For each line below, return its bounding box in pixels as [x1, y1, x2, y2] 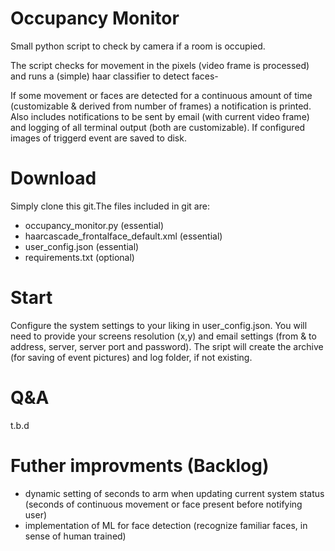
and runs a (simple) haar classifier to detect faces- [10, 70, 219, 82]
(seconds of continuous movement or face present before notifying [24, 498, 303, 510]
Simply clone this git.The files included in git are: [10, 200, 210, 212]
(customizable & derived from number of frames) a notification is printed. [10, 100, 312, 112]
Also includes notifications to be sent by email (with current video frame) [10, 110, 310, 122]
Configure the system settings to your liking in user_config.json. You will [10, 319, 308, 331]
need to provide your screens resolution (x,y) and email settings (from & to [10, 330, 317, 342]
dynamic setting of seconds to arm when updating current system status [24, 487, 325, 499]
